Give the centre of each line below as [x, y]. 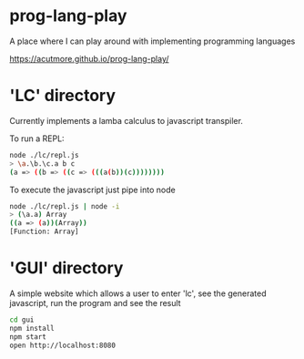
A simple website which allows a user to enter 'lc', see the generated [138, 293]
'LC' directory [63, 96]
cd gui [22, 320]
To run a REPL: [37, 138]
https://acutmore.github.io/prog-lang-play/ [89, 58]
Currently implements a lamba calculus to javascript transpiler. [127, 120]
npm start [28, 337]
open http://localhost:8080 [63, 345]
